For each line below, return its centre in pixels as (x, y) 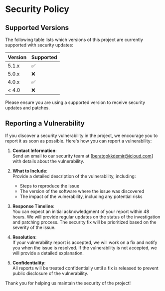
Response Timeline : (33, 206)
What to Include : (30, 170)
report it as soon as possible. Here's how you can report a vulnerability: (79, 140)
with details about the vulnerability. (48, 161)
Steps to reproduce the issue (50, 185)
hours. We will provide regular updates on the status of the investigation (86, 216)
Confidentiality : (29, 262)
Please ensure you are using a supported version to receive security (75, 102)
